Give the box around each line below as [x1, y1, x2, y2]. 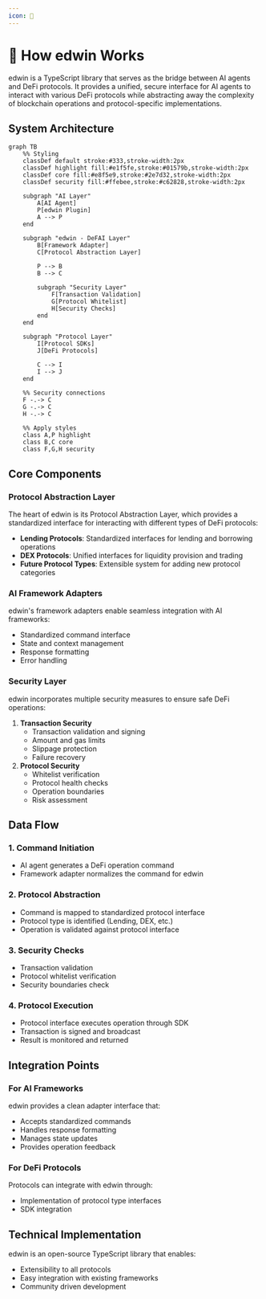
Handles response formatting [19, 1125, 117, 1134]
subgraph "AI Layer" [22, 192, 91, 201]
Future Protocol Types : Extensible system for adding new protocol [19, 559, 240, 569]
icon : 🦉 [8, 11, 34, 20]
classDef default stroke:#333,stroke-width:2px [22, 157, 184, 165]
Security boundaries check [19, 979, 110, 989]
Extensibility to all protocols [19, 1264, 111, 1274]
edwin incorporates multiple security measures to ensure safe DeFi [8, 694, 230, 704]
